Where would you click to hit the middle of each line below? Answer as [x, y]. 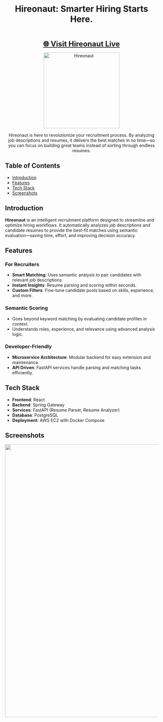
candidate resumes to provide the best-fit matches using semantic [72, 230]
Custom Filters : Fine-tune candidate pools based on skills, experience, [83, 290]
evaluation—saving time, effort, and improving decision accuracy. [71, 235]
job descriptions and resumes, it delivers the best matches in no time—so [81, 140]
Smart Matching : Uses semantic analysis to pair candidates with [77, 275]
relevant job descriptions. [37, 280]
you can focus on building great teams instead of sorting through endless [81, 145]
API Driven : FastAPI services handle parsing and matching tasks [76, 368]
